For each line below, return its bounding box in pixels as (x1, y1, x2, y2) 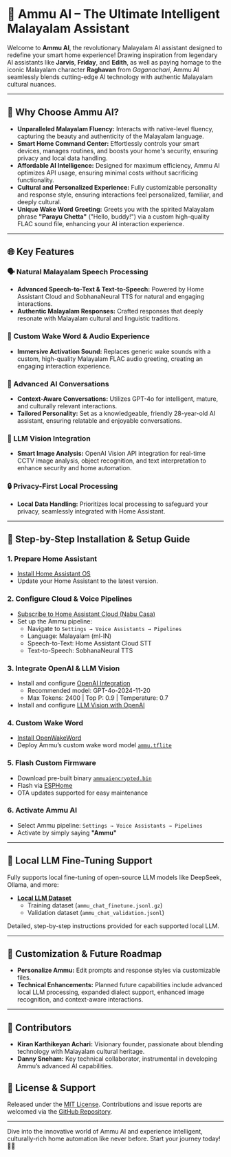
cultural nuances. (7, 80, 56, 88)
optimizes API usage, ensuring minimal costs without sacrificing (16, 168, 198, 177)
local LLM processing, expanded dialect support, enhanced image (16, 988, 205, 996)
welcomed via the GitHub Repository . (7, 1108, 113, 1116)
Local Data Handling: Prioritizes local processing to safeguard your (16, 500, 208, 508)
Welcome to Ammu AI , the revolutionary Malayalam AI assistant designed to (7, 43, 223, 52)
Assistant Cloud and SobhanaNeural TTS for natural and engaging (16, 292, 205, 301)
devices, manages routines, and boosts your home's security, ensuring (16, 146, 219, 155)
